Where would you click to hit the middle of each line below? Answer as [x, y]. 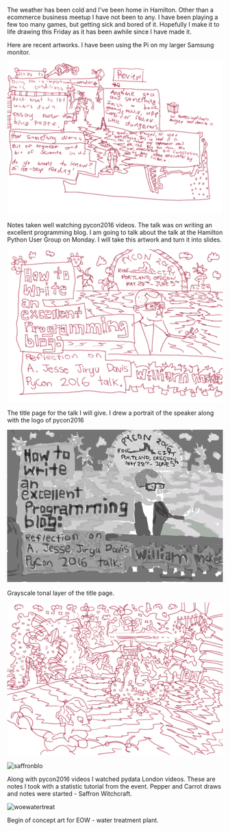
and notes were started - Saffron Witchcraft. [69, 794]
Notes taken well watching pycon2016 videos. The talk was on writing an [110, 225]
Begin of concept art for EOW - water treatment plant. [83, 820]
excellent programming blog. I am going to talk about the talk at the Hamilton [115, 233]
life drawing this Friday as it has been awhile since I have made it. [99, 31]
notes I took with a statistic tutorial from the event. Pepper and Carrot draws [114, 787]
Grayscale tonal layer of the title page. [61, 593]
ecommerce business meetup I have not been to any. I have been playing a [113, 17]
